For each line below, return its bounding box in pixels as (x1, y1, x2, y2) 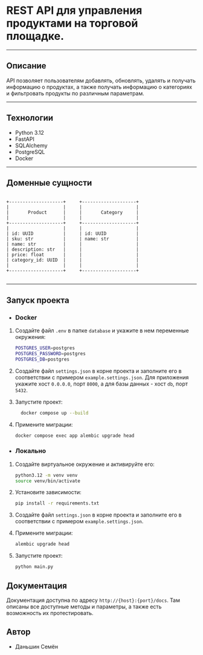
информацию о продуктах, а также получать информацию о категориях (6, 83, 192, 91)
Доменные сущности (6, 178, 92, 188)
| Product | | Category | (6, 210, 139, 216)
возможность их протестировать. (6, 609, 94, 616)
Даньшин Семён (14, 643, 59, 650)
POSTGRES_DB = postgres (14, 356, 69, 363)
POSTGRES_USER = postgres (14, 345, 76, 351)
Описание (6, 61, 47, 71)
